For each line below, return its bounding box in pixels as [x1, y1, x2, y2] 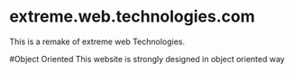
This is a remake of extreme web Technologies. [9, 36, 186, 47]
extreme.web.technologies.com [9, 6, 255, 27]
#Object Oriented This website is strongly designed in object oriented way [9, 53, 286, 64]
